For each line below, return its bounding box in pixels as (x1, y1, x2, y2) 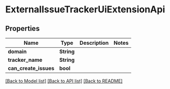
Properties (5, 24, 40, 33)
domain (8, 48, 27, 55)
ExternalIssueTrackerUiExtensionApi (5, 4, 165, 15)
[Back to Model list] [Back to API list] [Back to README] (5, 78, 123, 84)
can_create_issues (8, 65, 55, 72)
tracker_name (8, 57, 42, 63)
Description (79, 40, 109, 46)
